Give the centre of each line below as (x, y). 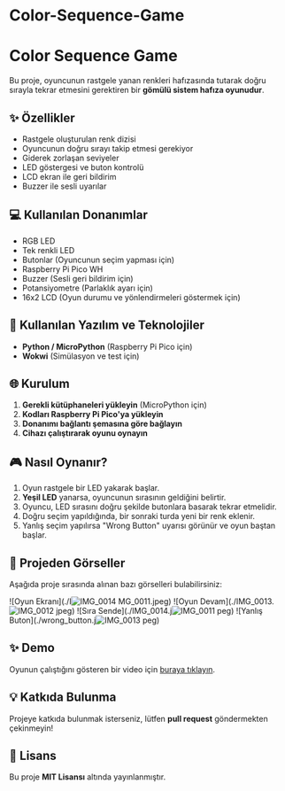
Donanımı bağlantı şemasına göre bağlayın (102, 424)
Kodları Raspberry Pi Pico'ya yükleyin (92, 415)
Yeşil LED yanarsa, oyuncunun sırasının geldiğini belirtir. (124, 498)
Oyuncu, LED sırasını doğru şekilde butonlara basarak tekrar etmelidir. (149, 507)
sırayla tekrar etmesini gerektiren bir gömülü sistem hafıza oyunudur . (137, 90)
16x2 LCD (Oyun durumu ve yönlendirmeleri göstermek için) (131, 297)
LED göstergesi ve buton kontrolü (83, 167)
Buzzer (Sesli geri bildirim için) (78, 278)
